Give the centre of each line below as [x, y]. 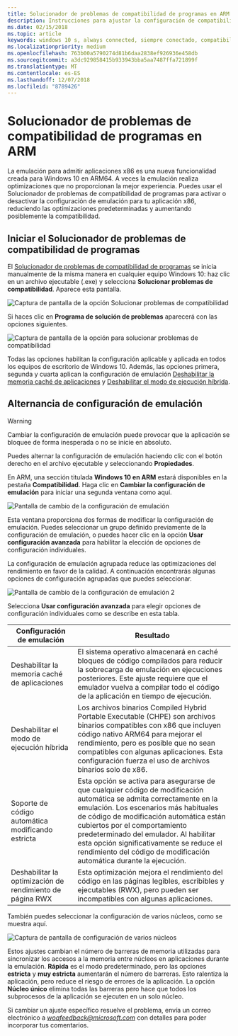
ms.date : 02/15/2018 [38, 27]
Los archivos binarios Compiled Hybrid [142, 707]
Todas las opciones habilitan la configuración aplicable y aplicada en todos [117, 359]
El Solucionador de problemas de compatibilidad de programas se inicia [112, 267]
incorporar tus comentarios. [48, 1025]
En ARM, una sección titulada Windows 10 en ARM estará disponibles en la [117, 477]
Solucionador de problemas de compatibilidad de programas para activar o [117, 194]
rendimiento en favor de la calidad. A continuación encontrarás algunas [112, 571]
